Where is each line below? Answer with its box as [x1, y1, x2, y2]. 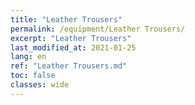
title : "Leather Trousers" [10, 14, 123, 25]
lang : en [10, 52, 47, 62]
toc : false [10, 71, 56, 81]
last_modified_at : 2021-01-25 [10, 42, 137, 53]
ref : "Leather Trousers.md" [10, 61, 128, 71]
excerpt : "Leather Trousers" [10, 33, 132, 43]
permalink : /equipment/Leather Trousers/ [10, 24, 186, 34]
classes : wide [10, 80, 70, 90]
